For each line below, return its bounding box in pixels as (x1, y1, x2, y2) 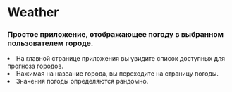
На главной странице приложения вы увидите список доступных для (16, 54, 226, 63)
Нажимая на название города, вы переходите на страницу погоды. (16, 69, 219, 78)
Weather (7, 4, 59, 21)
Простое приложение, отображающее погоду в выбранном (7, 30, 224, 40)
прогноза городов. (7, 62, 63, 71)
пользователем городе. (7, 38, 94, 48)
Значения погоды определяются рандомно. (16, 77, 149, 86)
